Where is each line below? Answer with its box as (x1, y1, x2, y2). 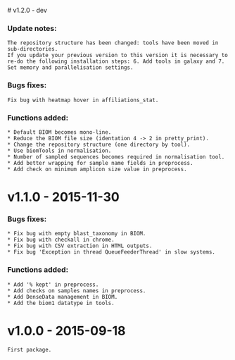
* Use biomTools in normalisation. (7, 147, 112, 154)
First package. (7, 346, 52, 353)
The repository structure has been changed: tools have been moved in (7, 39, 219, 46)
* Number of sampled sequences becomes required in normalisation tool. (7, 153, 225, 161)
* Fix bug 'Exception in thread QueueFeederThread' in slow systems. (7, 249, 216, 256)
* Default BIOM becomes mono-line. (7, 128, 112, 136)
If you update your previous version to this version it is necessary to (7, 52, 229, 59)
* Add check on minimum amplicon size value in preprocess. (7, 166, 188, 173)
